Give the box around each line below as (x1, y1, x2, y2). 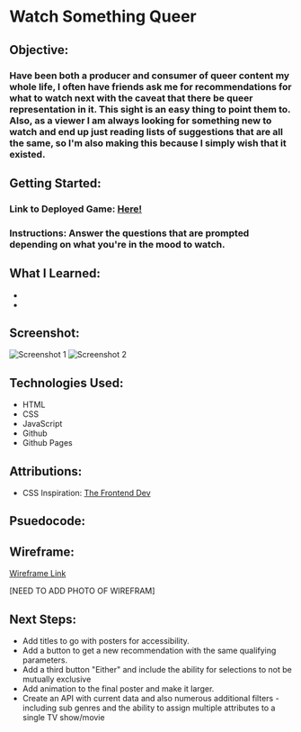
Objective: (9, 42, 69, 58)
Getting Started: (9, 176, 102, 191)
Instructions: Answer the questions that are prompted (9, 227, 250, 239)
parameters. (22, 655, 68, 665)
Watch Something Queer (9, 6, 197, 27)
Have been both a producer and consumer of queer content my (9, 69, 290, 82)
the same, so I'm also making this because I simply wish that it (9, 137, 287, 149)
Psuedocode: (9, 513, 86, 529)
